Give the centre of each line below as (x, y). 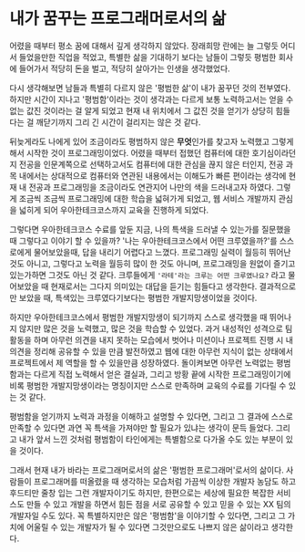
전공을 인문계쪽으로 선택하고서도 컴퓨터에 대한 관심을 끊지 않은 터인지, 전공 (151, 164)
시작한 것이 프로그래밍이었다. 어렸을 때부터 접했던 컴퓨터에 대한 (138, 152)
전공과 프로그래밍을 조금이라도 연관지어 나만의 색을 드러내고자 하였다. (152, 187)
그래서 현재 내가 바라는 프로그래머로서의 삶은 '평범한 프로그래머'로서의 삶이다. (147, 470)
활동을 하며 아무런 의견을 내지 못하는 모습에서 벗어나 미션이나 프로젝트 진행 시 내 (152, 339)
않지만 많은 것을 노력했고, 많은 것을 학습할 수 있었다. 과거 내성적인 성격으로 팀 (156, 328)
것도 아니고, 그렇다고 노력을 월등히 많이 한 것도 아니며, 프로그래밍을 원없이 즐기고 (152, 263)
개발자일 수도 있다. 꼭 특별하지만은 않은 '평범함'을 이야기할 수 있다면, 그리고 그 (147, 516)
